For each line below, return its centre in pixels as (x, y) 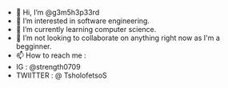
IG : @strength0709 (48, 67)
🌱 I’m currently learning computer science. (86, 29)
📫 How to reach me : (51, 55)
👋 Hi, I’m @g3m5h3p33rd (58, 12)
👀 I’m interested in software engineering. (83, 21)
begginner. (34, 46)
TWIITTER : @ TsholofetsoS (62, 75)
